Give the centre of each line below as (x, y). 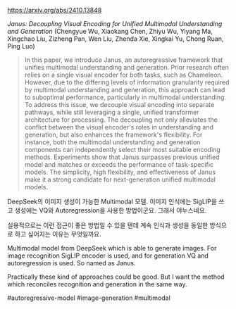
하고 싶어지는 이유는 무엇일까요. (58, 234)
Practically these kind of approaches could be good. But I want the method (116, 277)
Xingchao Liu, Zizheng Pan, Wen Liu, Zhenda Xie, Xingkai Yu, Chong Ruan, (116, 39)
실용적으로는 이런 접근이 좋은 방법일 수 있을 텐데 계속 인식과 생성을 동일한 (108, 225)
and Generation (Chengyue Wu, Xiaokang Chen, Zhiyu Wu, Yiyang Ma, (110, 31)
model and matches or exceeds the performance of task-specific (119, 164)
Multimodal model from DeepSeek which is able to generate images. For (112, 248)
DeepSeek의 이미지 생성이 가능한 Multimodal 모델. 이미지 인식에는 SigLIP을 (112, 201)
